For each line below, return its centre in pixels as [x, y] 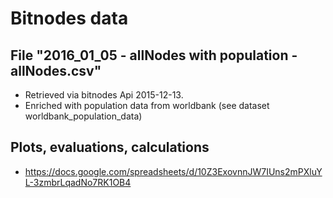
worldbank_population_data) [83, 116]
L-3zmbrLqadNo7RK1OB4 [78, 182]
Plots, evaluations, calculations [110, 147]
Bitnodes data [69, 18]
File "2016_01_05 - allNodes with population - [154, 55]
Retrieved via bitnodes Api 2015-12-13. [104, 95]
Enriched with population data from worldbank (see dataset [147, 105]
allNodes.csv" [56, 70]
